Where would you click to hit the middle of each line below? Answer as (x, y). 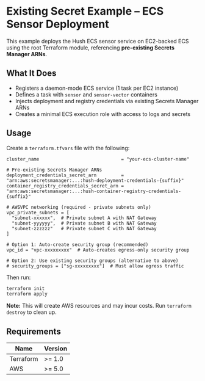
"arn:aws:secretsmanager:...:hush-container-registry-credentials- (94, 191)
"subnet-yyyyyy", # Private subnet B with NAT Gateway (84, 223)
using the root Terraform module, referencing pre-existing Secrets (91, 48)
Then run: (19, 277)
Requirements (34, 331)
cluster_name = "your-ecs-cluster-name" (98, 159)
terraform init (26, 288)
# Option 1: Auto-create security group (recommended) (77, 245)
